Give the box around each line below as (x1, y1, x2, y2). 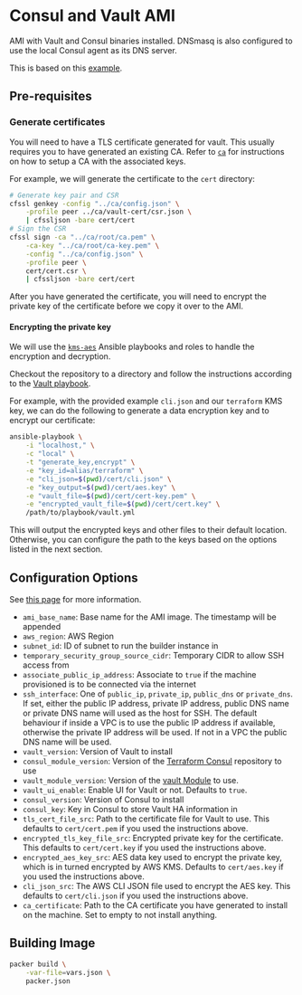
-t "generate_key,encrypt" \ (25, 458, 136, 467)
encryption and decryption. (9, 351, 111, 362)
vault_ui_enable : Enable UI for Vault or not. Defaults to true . (22, 784, 248, 796)
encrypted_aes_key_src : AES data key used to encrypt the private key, (22, 852, 283, 863)
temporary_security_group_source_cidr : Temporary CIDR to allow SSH (22, 650, 285, 661)
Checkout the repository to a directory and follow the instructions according (9, 368, 292, 380)
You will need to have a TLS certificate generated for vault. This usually (9, 137, 275, 147)
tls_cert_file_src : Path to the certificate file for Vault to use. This (22, 813, 269, 824)
